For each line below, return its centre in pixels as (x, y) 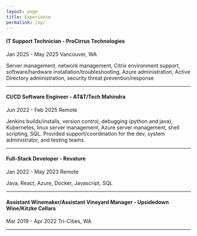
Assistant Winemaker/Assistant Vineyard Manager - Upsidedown (87, 202)
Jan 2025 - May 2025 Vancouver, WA (52, 54)
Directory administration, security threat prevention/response (80, 78)
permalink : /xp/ (26, 22)
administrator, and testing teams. (46, 140)
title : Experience (28, 17)
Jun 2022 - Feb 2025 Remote (42, 110)
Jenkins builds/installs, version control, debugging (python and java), (89, 121)
